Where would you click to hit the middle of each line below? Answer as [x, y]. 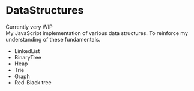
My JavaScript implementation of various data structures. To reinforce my [97, 33]
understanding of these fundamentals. [53, 39]
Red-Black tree [33, 82]
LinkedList [27, 51]
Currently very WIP [29, 27]
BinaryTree [28, 57]
